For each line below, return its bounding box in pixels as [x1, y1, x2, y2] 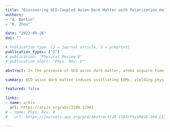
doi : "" [5, 36, 22, 41]
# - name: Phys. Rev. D [5, 110, 56, 115]
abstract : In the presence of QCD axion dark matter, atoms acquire [5, 68, 153, 73]
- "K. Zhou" [5, 21, 30, 27]
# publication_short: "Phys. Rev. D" [5, 59, 85, 64]
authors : [5, 12, 24, 17]
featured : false [5, 86, 39, 91]
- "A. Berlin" [5, 17, 35, 22]
